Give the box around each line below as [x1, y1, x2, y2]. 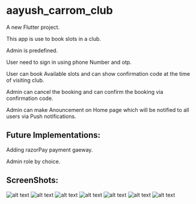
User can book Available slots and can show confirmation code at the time [6, 70, 191, 77]
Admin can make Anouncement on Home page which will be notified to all [6, 106, 189, 113]
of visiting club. [6, 76, 44, 84]
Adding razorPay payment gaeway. [6, 146, 93, 153]
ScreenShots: [6, 175, 59, 185]
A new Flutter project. [6, 23, 60, 31]
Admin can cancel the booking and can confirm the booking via [6, 88, 164, 95]
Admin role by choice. [6, 158, 61, 165]
